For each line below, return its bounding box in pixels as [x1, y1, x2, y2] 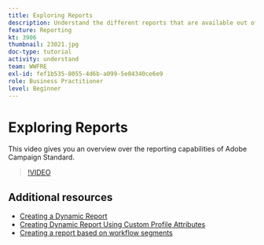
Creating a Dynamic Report [19, 211, 108, 221]
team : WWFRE [8, 63, 47, 71]
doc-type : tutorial [8, 48, 72, 56]
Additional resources [8, 190, 113, 204]
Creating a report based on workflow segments [19, 229, 173, 238]
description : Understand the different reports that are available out [8, 19, 247, 27]
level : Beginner [8, 84, 61, 93]
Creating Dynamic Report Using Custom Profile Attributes [19, 220, 206, 229]
